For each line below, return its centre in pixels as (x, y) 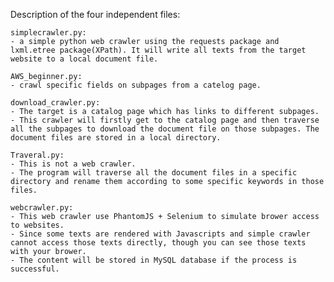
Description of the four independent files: (95, 14)
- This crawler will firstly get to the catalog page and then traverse (165, 120)
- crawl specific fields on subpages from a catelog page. (136, 85)
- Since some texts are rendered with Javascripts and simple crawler (160, 234)
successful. (35, 269)
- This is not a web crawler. (73, 164)
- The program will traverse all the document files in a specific (154, 173)
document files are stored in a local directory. (116, 138)
